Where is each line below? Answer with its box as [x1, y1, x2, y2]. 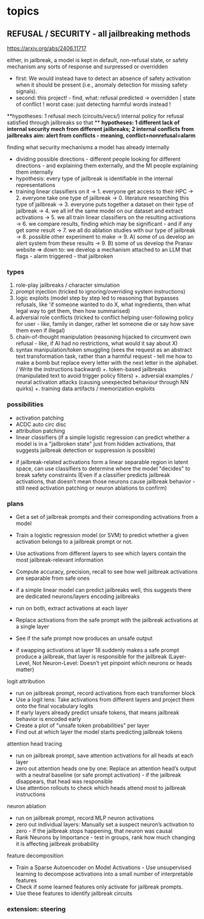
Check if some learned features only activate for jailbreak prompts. [15, 883, 183, 890]
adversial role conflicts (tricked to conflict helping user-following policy [15, 314, 194, 321]
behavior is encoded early [15, 715, 81, 722]
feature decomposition [7, 851, 64, 859]
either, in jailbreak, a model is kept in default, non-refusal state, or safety [7, 57, 189, 63]
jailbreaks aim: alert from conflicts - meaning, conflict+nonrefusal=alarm [7, 132, 196, 139]
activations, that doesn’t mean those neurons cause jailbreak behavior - [15, 477, 195, 485]
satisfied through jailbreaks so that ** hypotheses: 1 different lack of [7, 119, 180, 126]
